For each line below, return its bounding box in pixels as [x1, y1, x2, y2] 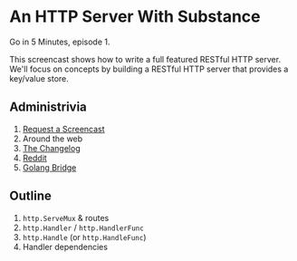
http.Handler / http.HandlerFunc [22, 222, 145, 233]
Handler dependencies [22, 241, 109, 252]
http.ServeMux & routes [22, 212, 110, 223]
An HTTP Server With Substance [9, 6, 261, 27]
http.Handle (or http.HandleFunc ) [22, 231, 147, 242]
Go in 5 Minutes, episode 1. [9, 36, 110, 47]
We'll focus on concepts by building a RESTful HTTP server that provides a [9, 63, 289, 74]
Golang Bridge [22, 161, 77, 173]
